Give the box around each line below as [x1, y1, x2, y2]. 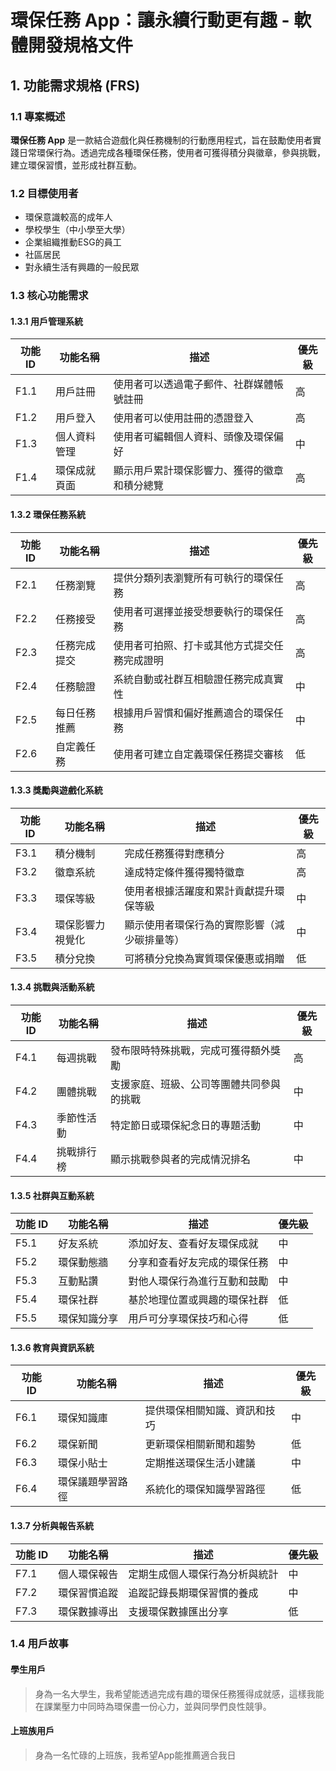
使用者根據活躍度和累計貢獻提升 [124, 884, 275, 898]
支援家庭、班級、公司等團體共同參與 [110, 1077, 282, 1091]
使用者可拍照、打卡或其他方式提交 [113, 638, 274, 652]
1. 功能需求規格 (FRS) [10, 77, 141, 94]
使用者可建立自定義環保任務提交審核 [113, 747, 284, 761]
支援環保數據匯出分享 [128, 1604, 229, 1618]
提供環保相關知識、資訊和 [144, 1404, 266, 1418]
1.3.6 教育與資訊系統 [10, 1341, 95, 1353]
